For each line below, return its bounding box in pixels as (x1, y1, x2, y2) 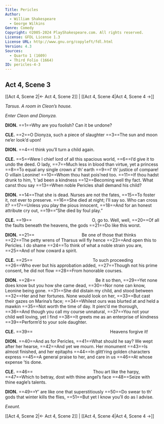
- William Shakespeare (9, 16, 56, 21)
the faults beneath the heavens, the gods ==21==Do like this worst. (5, 222, 141, 228)
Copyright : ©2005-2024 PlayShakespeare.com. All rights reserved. (5, 30, 144, 35)
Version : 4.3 (5, 44, 32, 49)
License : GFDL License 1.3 (5, 35, 60, 40)
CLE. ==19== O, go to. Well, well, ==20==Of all (5, 217, 160, 223)
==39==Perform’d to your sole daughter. (5, 319, 87, 325)
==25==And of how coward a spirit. (5, 247, 78, 253)
